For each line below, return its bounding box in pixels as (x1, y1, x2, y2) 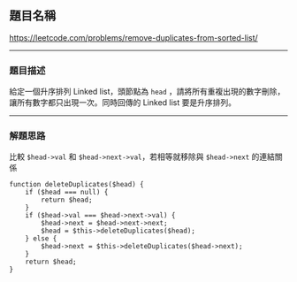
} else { (25, 234, 57, 243)
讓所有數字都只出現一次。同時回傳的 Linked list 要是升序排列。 (9, 97, 237, 108)
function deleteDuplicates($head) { (9, 180, 144, 189)
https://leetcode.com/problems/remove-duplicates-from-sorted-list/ (9, 32, 258, 42)
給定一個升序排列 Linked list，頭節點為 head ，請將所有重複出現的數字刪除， (9, 87, 286, 97)
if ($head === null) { (25, 188, 109, 197)
